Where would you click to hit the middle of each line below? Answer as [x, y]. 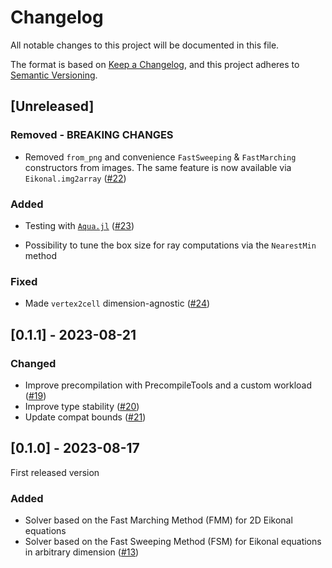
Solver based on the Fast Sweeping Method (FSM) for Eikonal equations [173, 542]
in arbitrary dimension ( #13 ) [82, 552]
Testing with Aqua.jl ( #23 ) [79, 225]
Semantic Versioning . [54, 75]
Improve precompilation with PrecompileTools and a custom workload [168, 385]
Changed [33, 363]
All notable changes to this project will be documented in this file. [145, 45]
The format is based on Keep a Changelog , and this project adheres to [155, 64]
